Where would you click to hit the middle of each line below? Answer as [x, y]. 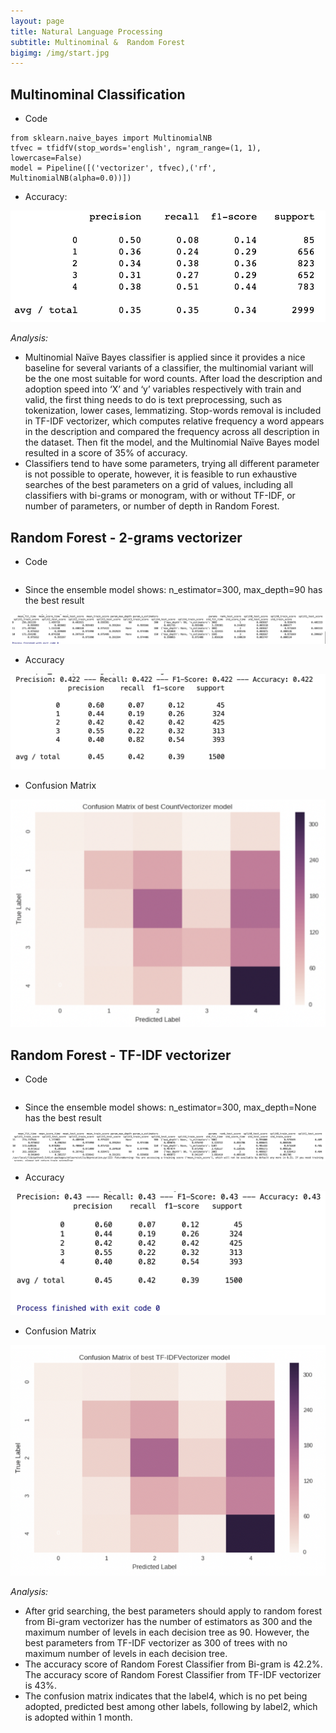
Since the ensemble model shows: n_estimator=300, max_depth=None [170, 1107]
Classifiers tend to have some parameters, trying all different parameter [172, 464]
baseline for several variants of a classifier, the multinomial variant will [169, 368]
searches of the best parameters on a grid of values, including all [158, 485]
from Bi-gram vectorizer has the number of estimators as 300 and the [168, 1622]
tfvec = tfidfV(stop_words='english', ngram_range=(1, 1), [136, 148]
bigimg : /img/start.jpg [60, 53]
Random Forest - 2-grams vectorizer [126, 537]
